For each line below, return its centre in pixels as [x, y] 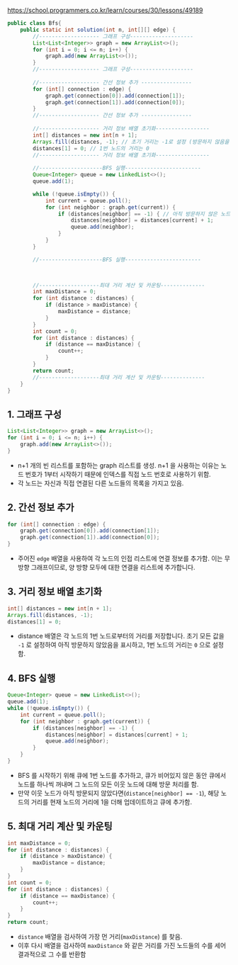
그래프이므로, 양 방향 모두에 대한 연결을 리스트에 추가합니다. [113, 567]
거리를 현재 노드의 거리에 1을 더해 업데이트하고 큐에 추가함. [112, 802]
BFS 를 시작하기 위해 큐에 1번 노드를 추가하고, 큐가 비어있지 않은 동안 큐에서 [122, 775]
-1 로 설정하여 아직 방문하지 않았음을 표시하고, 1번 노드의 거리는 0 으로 [114, 645]
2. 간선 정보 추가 [41, 508]
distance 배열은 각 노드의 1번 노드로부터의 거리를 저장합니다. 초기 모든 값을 [121, 636]
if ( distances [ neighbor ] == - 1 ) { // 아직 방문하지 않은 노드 [144, 214]
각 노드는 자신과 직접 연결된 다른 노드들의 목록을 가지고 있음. [101, 483]
